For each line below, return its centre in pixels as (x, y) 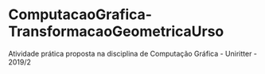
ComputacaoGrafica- (80, 15)
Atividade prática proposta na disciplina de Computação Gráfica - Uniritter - (132, 53)
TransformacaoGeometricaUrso (116, 31)
